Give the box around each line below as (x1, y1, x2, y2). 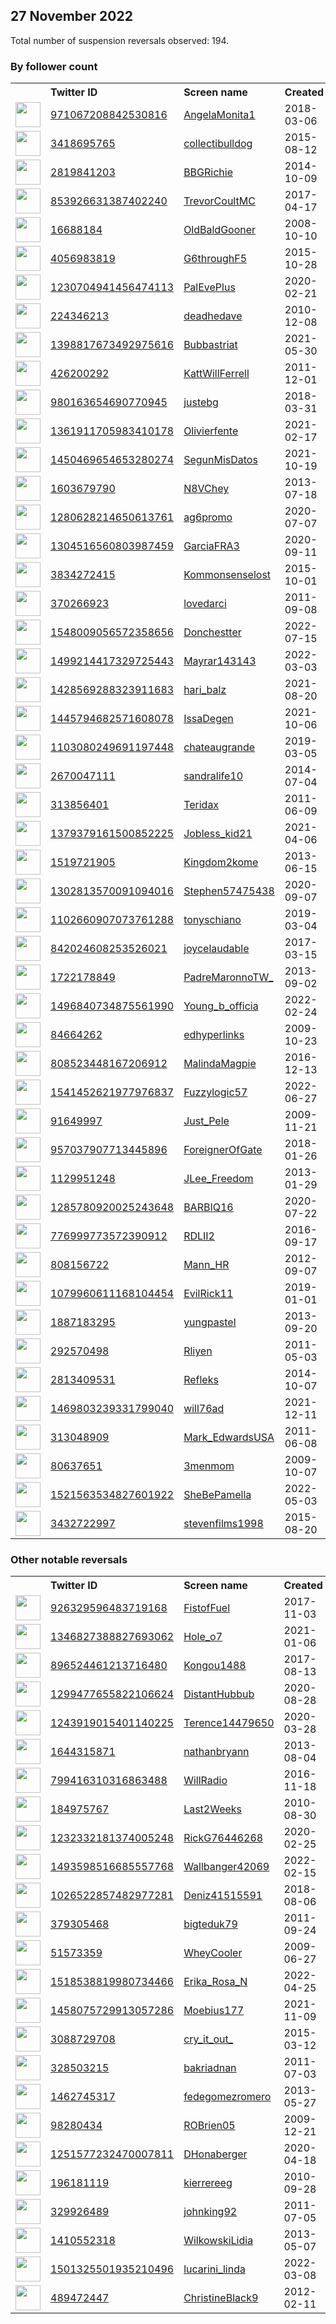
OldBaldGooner (183, 223, 257, 237)
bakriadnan (183, 2061, 237, 2075)
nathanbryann (183, 1745, 250, 1759)
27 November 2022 (10, 8, 133, 25)
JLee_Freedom (183, 1172, 254, 1186)
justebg (183, 395, 219, 409)
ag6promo (183, 510, 233, 524)
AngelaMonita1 (183, 108, 256, 122)
